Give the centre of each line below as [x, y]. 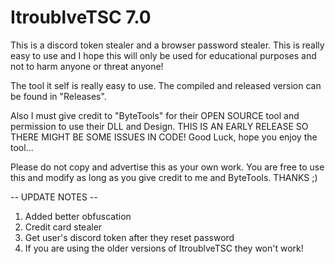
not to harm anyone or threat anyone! [87, 66]
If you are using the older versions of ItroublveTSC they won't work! [164, 248]
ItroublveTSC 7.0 [81, 17]
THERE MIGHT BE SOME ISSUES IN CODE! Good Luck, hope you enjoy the [164, 137]
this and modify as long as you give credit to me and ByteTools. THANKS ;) [164, 177]
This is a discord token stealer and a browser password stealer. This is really [167, 45]
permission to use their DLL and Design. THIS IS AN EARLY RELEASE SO [159, 126]
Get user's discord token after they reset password [129, 237]
